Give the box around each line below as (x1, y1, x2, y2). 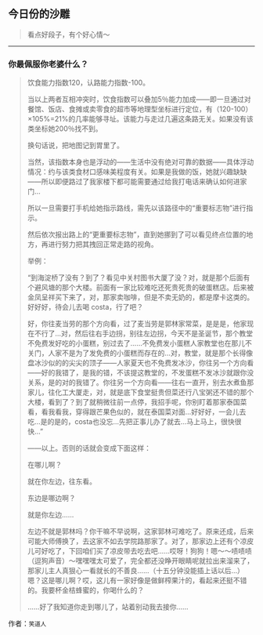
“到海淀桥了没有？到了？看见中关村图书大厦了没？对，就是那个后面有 (27, 273, 250, 282)
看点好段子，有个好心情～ (27, 30, 110, 39)
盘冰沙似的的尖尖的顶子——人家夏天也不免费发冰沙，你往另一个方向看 (27, 358, 254, 368)
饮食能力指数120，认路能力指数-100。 (27, 78, 150, 88)
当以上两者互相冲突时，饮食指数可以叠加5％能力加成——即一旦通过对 (27, 95, 252, 104)
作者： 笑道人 (8, 619, 47, 629)
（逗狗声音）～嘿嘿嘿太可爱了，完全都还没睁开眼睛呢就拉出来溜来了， (27, 556, 254, 566)
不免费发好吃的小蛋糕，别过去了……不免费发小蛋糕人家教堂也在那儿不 (27, 339, 252, 348)
